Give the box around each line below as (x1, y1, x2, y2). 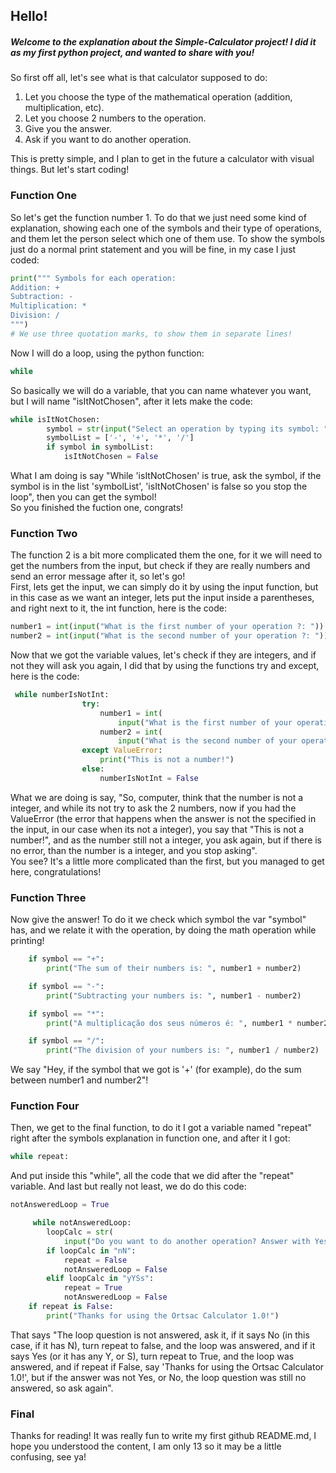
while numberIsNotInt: (14, 690, 110, 700)
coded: (10, 254, 40, 266)
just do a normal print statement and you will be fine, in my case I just (10, 243, 297, 255)
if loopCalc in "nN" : (46, 1245, 137, 1256)
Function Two (10, 526, 78, 540)
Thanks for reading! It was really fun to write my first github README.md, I (10, 1430, 317, 1442)
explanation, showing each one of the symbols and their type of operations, (10, 222, 322, 234)
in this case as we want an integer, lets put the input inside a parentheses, (10, 592, 315, 604)
